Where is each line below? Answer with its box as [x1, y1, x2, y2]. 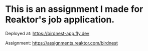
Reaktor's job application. [5, 14, 115, 25]
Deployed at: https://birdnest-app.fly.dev [5, 30, 89, 36]
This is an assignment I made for [5, 3, 143, 15]
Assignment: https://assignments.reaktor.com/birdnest [5, 40, 118, 46]
